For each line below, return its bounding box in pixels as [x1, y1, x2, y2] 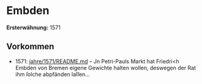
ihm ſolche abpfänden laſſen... [15, 71, 90, 78]
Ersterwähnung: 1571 [6, 24, 61, 31]
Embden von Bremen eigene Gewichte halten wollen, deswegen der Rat [15, 64, 196, 71]
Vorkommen [6, 41, 54, 52]
